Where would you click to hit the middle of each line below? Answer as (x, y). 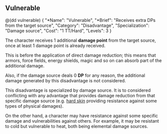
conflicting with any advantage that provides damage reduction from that (80, 95)
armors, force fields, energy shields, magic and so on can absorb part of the (83, 60)
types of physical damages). (34, 106)
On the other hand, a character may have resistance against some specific (82, 116)
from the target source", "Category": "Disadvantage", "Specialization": (77, 25)
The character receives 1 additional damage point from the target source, (81, 40)
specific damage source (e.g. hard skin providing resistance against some (81, 101)
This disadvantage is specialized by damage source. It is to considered (78, 90)
